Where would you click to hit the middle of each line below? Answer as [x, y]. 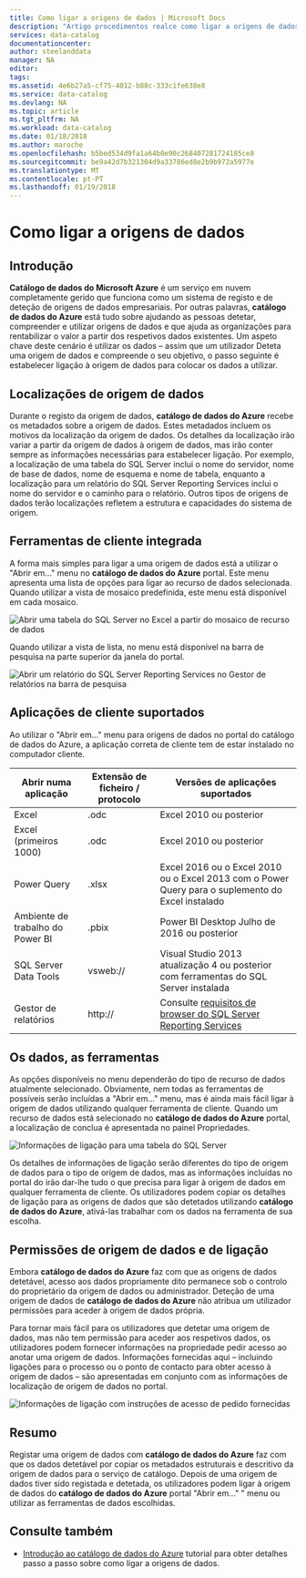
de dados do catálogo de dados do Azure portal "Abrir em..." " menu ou [145, 1493]
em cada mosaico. [44, 601]
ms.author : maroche [46, 145]
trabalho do [39, 927]
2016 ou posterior [199, 933]
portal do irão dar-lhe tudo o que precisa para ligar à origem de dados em [148, 1183]
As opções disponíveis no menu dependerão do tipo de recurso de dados [148, 1080]
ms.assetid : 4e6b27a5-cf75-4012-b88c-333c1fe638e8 [107, 86]
